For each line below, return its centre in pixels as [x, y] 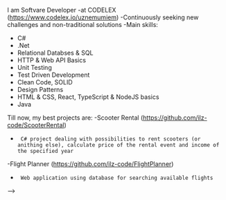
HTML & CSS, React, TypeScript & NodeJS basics [88, 97]
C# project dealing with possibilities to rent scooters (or [111, 139]
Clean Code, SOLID [45, 82]
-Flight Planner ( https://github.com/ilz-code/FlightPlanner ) [90, 164]
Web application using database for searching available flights [117, 178]
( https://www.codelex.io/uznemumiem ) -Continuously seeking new [103, 17]
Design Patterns [40, 90]
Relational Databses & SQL [55, 53]
